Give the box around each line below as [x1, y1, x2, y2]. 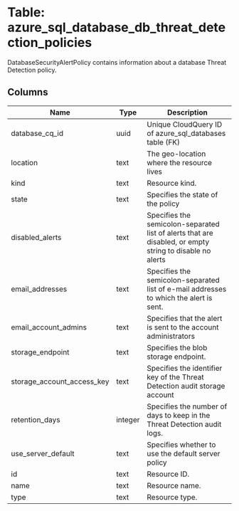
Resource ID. [147, 469, 190, 479]
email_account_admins [11, 322, 87, 332]
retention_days [11, 414, 60, 424]
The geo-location [147, 149, 206, 159]
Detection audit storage [147, 381, 225, 391]
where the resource [147, 157, 212, 167]
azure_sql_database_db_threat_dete [7, 19, 226, 36]
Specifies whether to [147, 439, 216, 449]
